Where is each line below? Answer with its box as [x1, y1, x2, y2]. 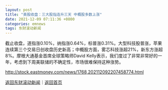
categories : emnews [5, 21, 46, 26]
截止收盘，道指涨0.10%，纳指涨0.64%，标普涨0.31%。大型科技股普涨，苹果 [5, 40, 162, 46]
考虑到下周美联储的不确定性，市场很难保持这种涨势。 [13, 59, 123, 65]
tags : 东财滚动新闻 [5, 26, 41, 31]
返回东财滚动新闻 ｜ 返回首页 [5, 79, 62, 85]
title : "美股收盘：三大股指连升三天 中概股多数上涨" [5, 12, 102, 17]
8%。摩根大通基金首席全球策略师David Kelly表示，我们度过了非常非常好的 [5, 53, 158, 59]
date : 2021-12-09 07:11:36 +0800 [5, 16, 75, 21]
